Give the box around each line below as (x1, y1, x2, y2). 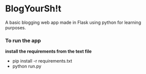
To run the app (5, 37, 41, 44)
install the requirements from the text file (5, 48, 92, 55)
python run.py (12, 63, 41, 70)
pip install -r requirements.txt (12, 58, 72, 64)
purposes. (5, 24, 26, 30)
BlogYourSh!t (5, 3, 61, 14)
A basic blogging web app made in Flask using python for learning (5, 19, 141, 25)
